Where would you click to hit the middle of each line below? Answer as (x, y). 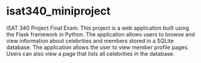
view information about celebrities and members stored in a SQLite (90, 41)
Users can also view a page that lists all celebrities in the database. (90, 53)
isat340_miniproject (58, 11)
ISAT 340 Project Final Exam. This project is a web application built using (98, 28)
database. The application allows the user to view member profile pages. (98, 47)
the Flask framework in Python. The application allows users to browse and (100, 34)
